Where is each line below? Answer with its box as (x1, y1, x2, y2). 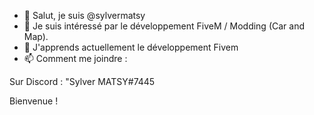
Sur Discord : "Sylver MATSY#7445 (9, 76, 156, 87)
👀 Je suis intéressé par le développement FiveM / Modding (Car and (23, 20, 305, 32)
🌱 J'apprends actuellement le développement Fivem (23, 41, 239, 53)
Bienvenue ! (9, 95, 59, 107)
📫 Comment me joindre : (23, 53, 128, 64)
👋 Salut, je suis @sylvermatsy (23, 10, 146, 21)
